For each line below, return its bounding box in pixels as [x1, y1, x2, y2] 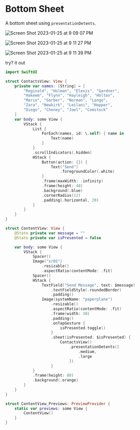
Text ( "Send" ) [50, 164, 79, 169]
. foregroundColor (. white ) [60, 169, 115, 174]
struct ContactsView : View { [5, 79, 67, 84]
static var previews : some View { [14, 406, 88, 411]
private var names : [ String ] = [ [14, 83, 86, 88]
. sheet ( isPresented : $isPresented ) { [50, 335, 131, 340]
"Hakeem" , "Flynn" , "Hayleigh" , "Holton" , [23, 93, 115, 98]
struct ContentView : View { [5, 226, 65, 231]
